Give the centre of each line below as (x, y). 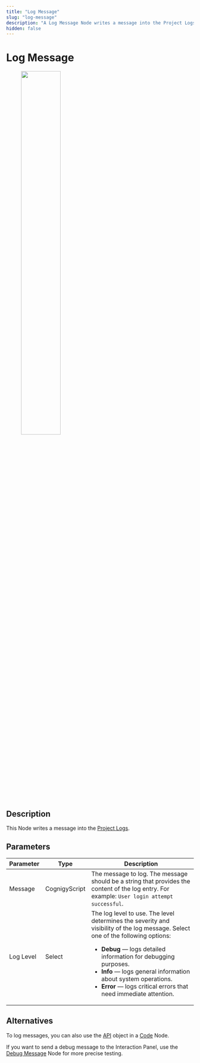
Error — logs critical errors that (145, 986)
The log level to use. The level (133, 913)
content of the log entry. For (130, 888)
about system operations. (137, 979)
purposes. (115, 964)
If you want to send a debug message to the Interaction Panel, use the (92, 1047)
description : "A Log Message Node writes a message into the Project (94, 23)
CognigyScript (65, 888)
